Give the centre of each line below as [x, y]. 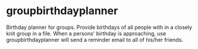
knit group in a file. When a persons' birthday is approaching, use [86, 33]
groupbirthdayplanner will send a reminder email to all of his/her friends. [95, 40]
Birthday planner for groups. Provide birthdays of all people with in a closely [99, 27]
